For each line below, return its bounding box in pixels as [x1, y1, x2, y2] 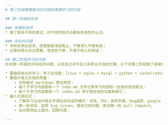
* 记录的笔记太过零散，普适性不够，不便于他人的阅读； [5, 48, 103, 53]
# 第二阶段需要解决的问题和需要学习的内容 [5, 7, 81, 12]
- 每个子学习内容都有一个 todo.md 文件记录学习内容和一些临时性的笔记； [14, 85, 147, 90]
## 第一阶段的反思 [5, 16, 38, 21]
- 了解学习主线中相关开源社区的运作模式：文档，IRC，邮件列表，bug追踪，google [14, 99, 161, 104]
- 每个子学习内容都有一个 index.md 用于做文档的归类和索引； [14, 89, 127, 95]
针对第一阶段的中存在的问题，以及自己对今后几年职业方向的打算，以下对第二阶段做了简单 [5, 62, 161, 67]
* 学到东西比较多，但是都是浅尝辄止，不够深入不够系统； [5, 43, 106, 49]
